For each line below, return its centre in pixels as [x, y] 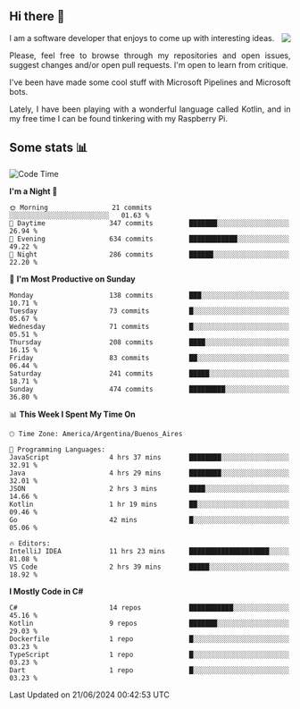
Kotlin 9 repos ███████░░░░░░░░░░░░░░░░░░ [150, 623]
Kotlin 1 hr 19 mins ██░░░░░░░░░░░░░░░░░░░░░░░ [150, 504]
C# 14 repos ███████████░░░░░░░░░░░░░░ [150, 608]
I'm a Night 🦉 [33, 191]
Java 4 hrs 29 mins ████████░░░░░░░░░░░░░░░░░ [150, 473]
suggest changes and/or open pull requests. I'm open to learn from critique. [149, 64]
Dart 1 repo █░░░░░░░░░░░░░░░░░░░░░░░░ [150, 670]
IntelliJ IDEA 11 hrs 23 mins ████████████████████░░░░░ [150, 551]
